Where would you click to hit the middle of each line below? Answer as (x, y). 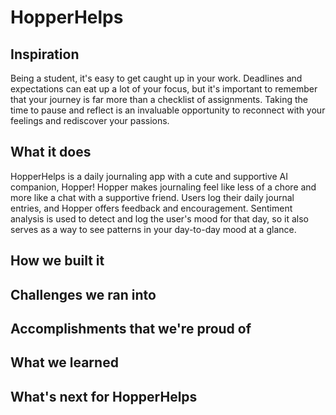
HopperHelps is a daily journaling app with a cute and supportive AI (149, 176)
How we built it (57, 261)
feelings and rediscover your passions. (90, 120)
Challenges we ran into (83, 294)
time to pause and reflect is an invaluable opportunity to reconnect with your (168, 110)
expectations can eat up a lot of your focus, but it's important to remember (164, 89)
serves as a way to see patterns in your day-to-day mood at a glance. (153, 229)
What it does (51, 152)
